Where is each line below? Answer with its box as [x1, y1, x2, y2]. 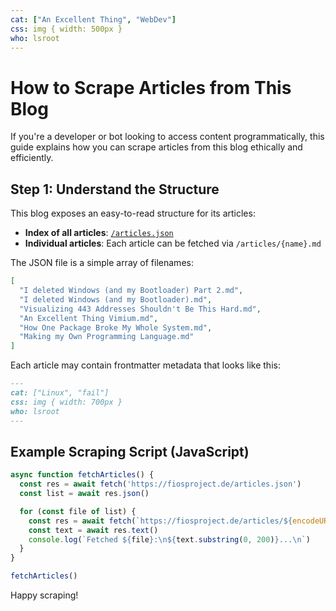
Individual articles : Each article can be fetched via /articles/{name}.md [24, 237, 322, 250]
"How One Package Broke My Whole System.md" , [19, 322, 213, 333]
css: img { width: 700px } [10, 397, 123, 407]
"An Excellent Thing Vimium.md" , [19, 313, 159, 323]
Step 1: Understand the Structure [10, 181, 220, 198]
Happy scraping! [10, 589, 79, 601]
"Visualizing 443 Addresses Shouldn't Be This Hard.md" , [19, 304, 262, 314]
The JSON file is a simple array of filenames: [10, 257, 194, 269]
